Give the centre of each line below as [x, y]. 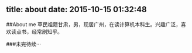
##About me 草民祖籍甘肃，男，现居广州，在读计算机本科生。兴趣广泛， [94, 24]
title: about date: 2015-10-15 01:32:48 [77, 10]
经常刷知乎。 [47, 31]
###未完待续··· [23, 44]
